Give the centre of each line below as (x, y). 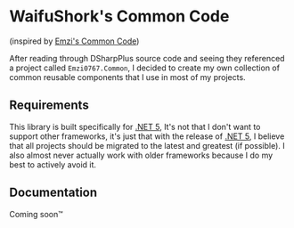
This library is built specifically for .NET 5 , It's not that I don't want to (135, 126)
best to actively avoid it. (53, 164)
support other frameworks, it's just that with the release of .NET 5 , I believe (147, 136)
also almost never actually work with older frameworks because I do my (141, 155)
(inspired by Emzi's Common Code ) (74, 41)
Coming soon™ (37, 214)
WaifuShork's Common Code (119, 16)
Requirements (49, 106)
